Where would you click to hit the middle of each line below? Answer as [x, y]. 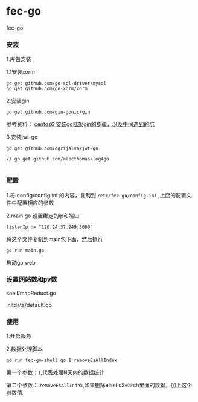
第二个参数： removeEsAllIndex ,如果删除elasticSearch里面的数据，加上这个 [99, 385]
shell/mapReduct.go [31, 293]
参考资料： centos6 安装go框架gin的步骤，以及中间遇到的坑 [81, 124]
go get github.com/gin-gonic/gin [48, 112]
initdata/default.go [29, 305]
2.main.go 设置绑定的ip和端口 [43, 216]
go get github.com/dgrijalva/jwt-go [52, 149]
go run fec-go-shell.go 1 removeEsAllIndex [62, 361]
